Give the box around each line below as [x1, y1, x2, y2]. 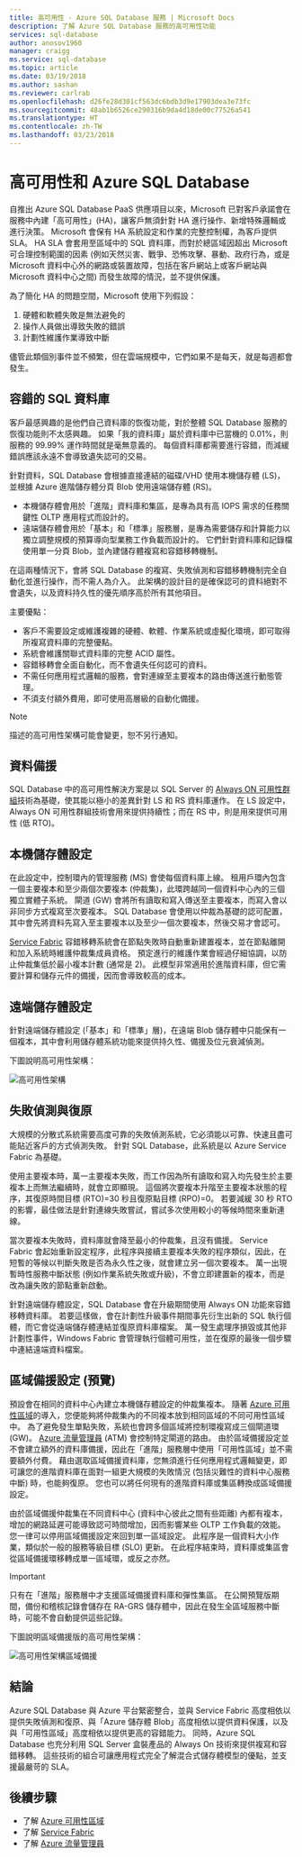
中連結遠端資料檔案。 [9, 1343, 88, 1354]
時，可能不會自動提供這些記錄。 [9, 1612, 128, 1623]
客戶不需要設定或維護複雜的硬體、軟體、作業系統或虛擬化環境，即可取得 [22, 625, 290, 636]
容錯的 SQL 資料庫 [9, 391, 110, 406]
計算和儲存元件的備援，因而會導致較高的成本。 [16, 970, 191, 981]
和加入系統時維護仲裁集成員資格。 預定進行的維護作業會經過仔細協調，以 [9, 948, 280, 959]
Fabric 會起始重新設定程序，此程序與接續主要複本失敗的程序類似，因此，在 [9, 1245, 288, 1257]
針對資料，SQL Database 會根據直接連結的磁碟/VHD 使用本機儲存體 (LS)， [9, 469, 286, 480]
